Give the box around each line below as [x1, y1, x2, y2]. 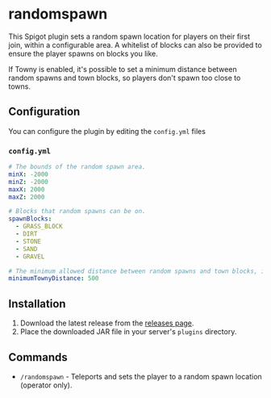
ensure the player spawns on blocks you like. [8, 48, 159, 58]
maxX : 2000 [8, 185, 45, 194]
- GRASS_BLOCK [15, 223, 63, 231]
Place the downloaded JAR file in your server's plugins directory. [19, 327, 237, 337]
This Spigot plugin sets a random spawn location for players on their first [8, 31, 250, 41]
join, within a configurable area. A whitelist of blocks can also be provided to [8, 40, 262, 49]
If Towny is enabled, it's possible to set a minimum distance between [8, 64, 237, 73]
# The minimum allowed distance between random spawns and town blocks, [8, 267, 258, 275]
